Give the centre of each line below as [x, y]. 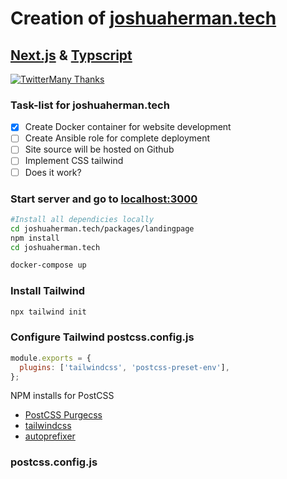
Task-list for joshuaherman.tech [90, 105]
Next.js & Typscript [71, 55]
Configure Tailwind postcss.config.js [102, 337]
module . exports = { [51, 358]
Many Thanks [76, 79]
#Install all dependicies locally [82, 219]
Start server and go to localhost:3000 [104, 199]
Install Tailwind [48, 291]
